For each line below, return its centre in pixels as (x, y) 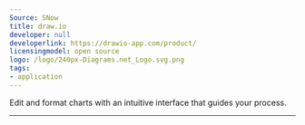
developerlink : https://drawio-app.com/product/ (103, 43)
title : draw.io (38, 26)
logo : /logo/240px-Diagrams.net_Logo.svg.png (97, 60)
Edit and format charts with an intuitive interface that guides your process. (148, 102)
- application (36, 77)
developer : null (40, 34)
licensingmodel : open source (64, 52)
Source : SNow (34, 18)
